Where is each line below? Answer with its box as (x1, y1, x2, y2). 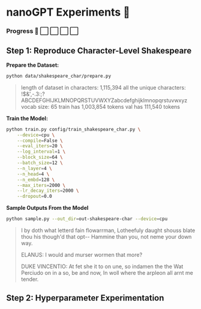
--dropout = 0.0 (17, 194, 52, 200)
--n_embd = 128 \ (17, 177, 55, 183)
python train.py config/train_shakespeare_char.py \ (6, 126, 141, 132)
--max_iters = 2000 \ (17, 182, 66, 188)
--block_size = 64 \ (17, 154, 63, 161)
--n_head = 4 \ (17, 171, 50, 177)
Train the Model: (6, 114, 48, 122)
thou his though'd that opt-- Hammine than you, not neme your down (20, 233, 192, 240)
